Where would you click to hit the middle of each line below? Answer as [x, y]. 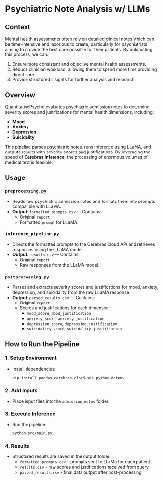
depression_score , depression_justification [72, 324]
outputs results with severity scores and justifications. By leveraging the [78, 152]
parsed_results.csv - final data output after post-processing [81, 472]
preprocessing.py [26, 191]
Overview [20, 95]
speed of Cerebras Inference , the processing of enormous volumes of [77, 157]
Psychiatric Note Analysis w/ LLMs [78, 9]
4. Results [17, 446]
